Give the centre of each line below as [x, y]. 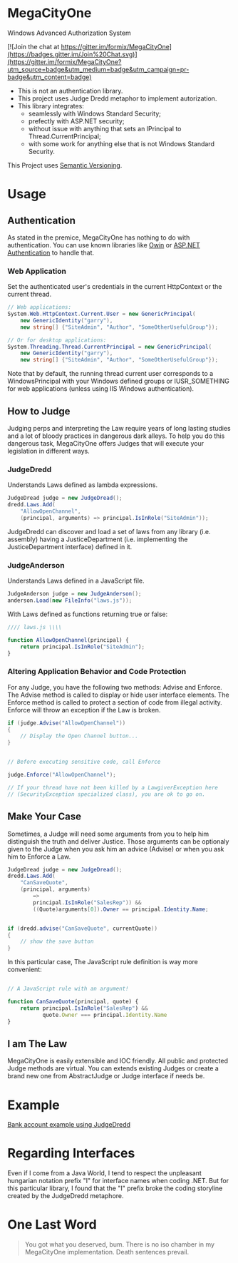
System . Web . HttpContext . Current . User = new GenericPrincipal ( [102, 314]
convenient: [25, 970]
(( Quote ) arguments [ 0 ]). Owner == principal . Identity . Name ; [121, 909]
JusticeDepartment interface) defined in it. [70, 546]
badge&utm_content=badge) [50, 77]
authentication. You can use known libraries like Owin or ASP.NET [104, 245]
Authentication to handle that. [51, 252]
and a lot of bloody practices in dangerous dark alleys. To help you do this [116, 436]
